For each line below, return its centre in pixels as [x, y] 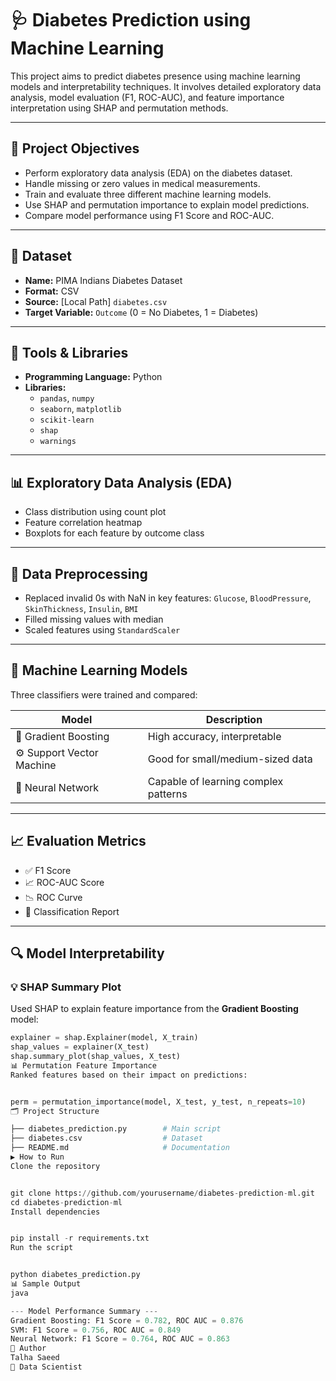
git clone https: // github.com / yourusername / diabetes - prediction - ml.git [162, 1193]
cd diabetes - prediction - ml [66, 1202]
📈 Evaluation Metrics [78, 841]
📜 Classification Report [72, 911]
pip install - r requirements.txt [80, 1238]
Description [234, 719]
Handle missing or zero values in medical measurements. [142, 183]
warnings [58, 442]
